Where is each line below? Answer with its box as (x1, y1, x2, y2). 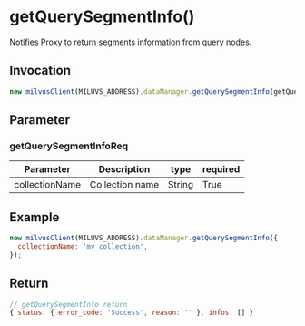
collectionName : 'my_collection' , (17, 242, 148, 251)
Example (9, 209, 60, 225)
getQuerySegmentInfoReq (9, 139, 129, 152)
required (202, 163, 241, 176)
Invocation (9, 63, 71, 78)
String (167, 178, 194, 191)
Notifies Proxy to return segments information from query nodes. (9, 36, 252, 47)
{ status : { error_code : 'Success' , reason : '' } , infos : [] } (9, 308, 254, 318)
